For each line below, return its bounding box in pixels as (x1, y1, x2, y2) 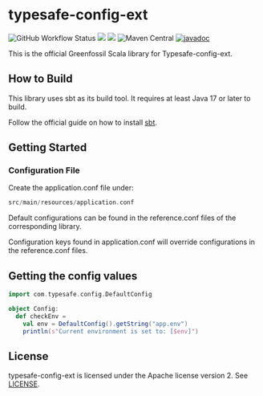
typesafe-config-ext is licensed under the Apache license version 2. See (8, 371, 249, 381)
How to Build (8, 72, 74, 86)
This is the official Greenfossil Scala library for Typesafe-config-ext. (8, 48, 233, 58)
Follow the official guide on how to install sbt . (8, 117, 158, 127)
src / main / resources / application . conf (8, 198, 135, 206)
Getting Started (8, 141, 87, 154)
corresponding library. (8, 222, 82, 231)
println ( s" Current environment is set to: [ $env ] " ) (22, 327, 199, 335)
